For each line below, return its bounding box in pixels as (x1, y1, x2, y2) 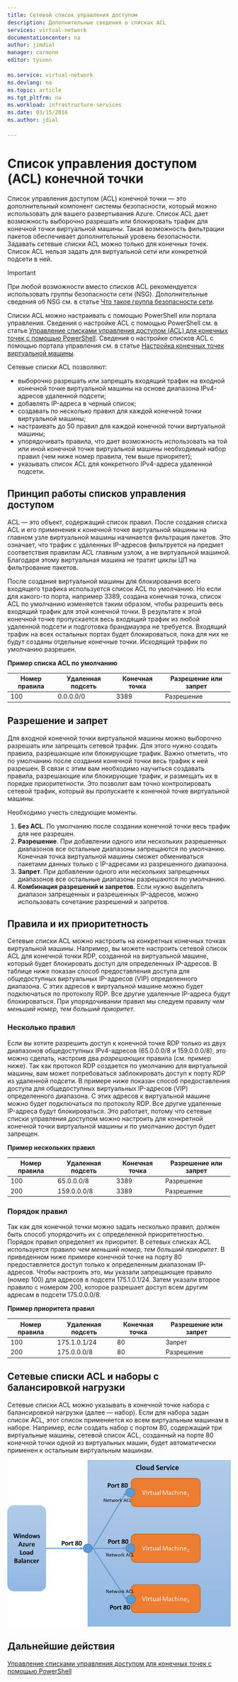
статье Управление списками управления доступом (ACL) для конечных (7, 326, 228, 334)
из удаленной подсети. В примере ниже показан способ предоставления (7, 1076, 230, 1085)
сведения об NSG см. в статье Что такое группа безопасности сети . (7, 297, 215, 306)
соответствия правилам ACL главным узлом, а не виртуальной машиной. (7, 548, 231, 556)
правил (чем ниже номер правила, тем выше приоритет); (17, 452, 193, 460)
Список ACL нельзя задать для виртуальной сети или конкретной (7, 247, 208, 255)
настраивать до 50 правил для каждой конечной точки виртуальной (17, 422, 225, 430)
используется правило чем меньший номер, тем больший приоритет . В (7, 1245, 225, 1254)
